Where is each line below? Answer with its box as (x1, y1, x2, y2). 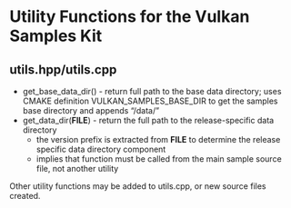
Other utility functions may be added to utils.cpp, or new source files (9, 181, 266, 192)
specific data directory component (35, 144, 166, 154)
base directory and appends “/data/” (22, 105, 160, 115)
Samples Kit (9, 25, 103, 46)
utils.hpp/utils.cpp (9, 62, 117, 77)
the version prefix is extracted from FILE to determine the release (35, 134, 281, 144)
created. (9, 191, 41, 201)
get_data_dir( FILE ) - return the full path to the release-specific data (22, 115, 275, 125)
